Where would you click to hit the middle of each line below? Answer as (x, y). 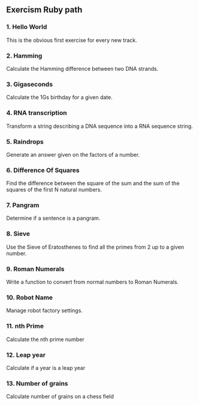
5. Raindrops (25, 142)
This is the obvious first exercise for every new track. (72, 40)
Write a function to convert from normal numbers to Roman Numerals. (92, 282)
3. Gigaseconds (29, 84)
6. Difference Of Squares (43, 170)
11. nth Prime (25, 326)
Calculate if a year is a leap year (46, 368)
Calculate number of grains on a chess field (60, 396)
